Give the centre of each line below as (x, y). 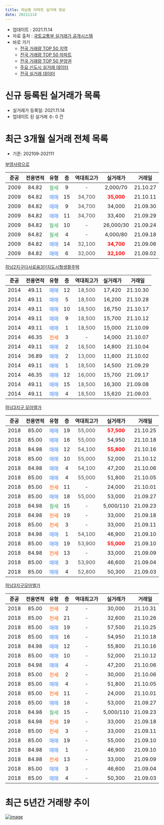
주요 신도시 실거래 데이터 (44, 67)
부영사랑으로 (18, 164)
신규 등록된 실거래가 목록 (53, 95)
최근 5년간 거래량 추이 (48, 803)
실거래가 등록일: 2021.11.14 (39, 111)
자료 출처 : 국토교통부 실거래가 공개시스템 (53, 36)
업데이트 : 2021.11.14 (32, 29)
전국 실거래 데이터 (37, 73)
